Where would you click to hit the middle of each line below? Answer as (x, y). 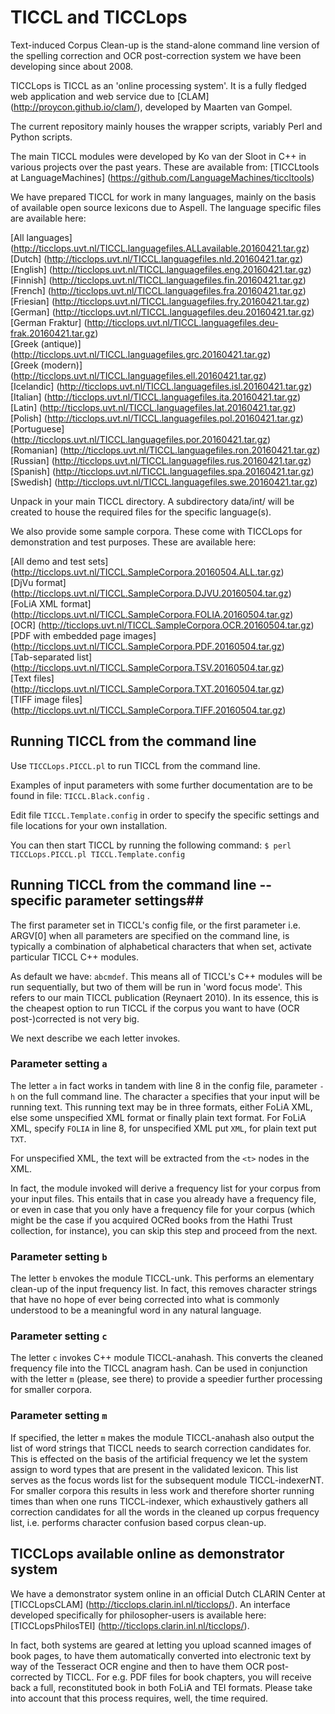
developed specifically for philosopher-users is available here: (138, 1615)
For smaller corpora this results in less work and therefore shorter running (162, 1490)
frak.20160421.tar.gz (53, 333)
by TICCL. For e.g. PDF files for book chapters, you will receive (182, 1677)
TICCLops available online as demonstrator (147, 1554)
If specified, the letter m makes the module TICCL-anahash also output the (162, 1437)
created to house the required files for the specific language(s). (141, 512)
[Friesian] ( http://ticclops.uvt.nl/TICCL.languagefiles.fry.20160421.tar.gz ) (160, 301)
